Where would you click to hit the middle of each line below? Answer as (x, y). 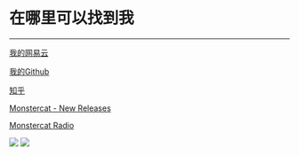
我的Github (29, 71)
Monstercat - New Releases (60, 108)
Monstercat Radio (42, 125)
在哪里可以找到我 (72, 18)
